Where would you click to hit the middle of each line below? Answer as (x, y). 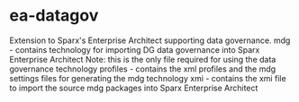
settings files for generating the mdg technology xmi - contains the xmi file (148, 78)
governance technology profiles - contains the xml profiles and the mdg (143, 69)
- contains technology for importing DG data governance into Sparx (135, 49)
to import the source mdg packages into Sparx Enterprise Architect (134, 88)
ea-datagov (54, 16)
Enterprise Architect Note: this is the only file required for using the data (143, 59)
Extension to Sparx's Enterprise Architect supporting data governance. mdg (150, 40)
